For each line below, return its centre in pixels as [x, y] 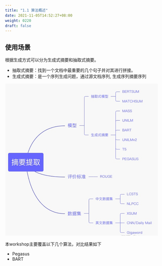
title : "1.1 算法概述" [26, 10]
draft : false [18, 26]
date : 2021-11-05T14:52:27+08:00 [39, 15]
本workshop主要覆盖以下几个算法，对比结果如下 [53, 244]
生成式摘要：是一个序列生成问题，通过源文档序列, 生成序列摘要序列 [79, 76]
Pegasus [21, 254]
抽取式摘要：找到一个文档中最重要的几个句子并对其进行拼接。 [74, 70]
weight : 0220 [18, 20]
